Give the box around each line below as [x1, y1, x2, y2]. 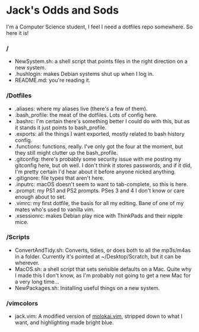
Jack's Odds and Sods [6, 4, 119, 17]
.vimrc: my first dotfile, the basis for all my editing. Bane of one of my [14, 199, 184, 206]
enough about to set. [14, 193, 67, 200]
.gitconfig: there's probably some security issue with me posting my [14, 155, 182, 162]
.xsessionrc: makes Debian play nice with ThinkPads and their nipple [14, 212, 183, 219]
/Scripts [6, 233, 30, 241]
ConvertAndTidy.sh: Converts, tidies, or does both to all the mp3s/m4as [14, 247, 191, 254]
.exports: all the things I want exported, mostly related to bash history [14, 130, 185, 137]
